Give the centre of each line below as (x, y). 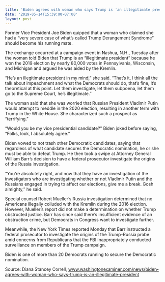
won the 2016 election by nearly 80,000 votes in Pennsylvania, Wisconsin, (80, 63)
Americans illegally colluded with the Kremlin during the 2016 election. (76, 204)
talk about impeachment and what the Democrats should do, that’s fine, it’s (81, 83)
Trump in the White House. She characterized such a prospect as (71, 114)
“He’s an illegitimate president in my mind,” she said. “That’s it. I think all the (82, 78)
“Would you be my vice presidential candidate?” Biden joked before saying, (81, 128)
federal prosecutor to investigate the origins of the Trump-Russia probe (77, 235)
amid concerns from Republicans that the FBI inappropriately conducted (78, 240)
